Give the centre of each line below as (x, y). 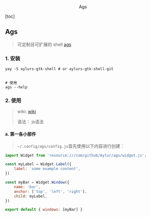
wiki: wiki (26, 112)
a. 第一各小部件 (20, 134)
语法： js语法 (30, 122)
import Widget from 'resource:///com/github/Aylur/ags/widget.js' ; (76, 155)
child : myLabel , (31, 196)
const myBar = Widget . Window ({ (37, 182)
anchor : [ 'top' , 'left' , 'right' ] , (51, 191)
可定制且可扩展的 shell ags (44, 44)
